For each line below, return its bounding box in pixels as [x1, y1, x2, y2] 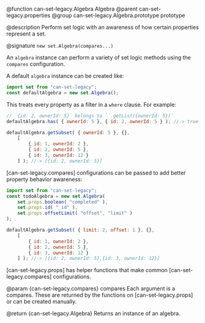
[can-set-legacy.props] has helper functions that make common [6, 267, 168, 274]
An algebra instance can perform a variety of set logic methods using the [6, 54, 191, 61]
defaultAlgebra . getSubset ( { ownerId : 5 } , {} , [6, 129, 130, 135]
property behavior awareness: [6, 175, 83, 183]
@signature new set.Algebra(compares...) [6, 42, 114, 49]
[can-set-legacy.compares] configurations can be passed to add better [6, 169, 186, 177]
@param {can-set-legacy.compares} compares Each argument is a [6, 285, 176, 292]
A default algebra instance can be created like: [6, 72, 124, 79]
